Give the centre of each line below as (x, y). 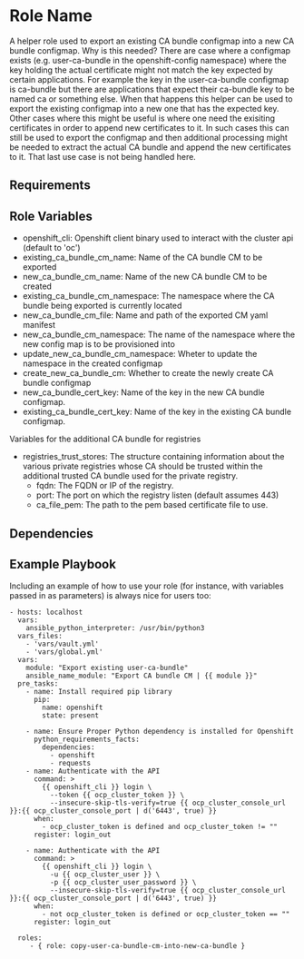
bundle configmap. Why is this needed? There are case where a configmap (150, 50)
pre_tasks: (38, 684)
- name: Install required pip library (99, 692)
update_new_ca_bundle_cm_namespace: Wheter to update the (140, 354)
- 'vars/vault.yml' (63, 644)
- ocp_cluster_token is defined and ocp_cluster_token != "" (160, 827)
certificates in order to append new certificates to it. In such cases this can (149, 127)
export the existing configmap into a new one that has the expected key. (144, 108)
